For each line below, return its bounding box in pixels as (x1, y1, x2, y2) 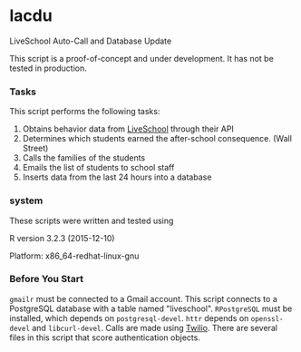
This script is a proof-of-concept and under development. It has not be (9, 53, 274, 64)
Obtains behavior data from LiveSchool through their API (22, 123, 234, 134)
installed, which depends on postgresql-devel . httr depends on (9, 312, 249, 323)
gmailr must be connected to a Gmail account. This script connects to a (9, 293, 278, 304)
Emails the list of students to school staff (22, 162, 175, 173)
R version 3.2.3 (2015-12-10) (9, 232, 115, 243)
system (9, 194, 44, 207)
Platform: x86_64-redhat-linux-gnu (9, 250, 140, 261)
